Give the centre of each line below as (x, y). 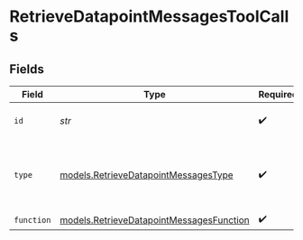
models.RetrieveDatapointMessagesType (147, 175)
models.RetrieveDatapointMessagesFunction (155, 220)
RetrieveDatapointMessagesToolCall (149, 17)
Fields (27, 69)
